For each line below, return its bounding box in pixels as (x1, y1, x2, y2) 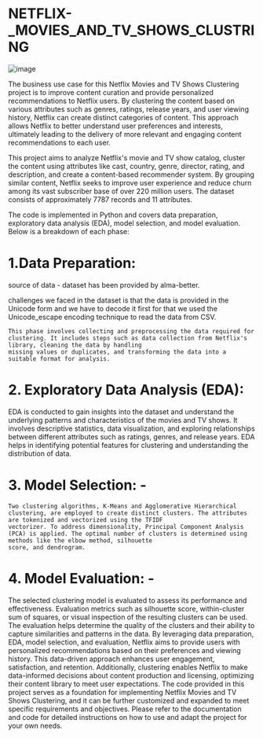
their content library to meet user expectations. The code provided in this (8, 679, 245, 688)
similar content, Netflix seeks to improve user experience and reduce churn (8, 178, 252, 187)
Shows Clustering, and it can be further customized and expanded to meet (8, 696, 250, 705)
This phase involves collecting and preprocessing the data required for (8, 327, 255, 335)
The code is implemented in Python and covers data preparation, (8, 210, 218, 219)
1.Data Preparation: (8, 255, 136, 272)
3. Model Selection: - (8, 476, 147, 494)
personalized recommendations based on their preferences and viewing (8, 645, 241, 655)
